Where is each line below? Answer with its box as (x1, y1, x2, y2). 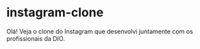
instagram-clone (6, 5, 104, 20)
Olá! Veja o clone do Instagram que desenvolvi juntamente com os (6, 27, 193, 35)
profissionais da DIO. (6, 34, 66, 42)
